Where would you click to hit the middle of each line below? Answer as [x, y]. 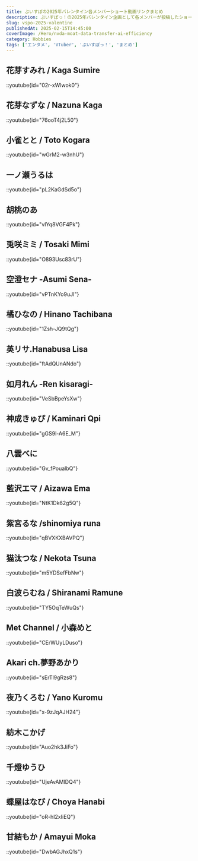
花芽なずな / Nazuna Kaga [54, 105]
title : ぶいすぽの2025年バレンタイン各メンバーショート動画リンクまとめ [85, 12]
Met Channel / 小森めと [49, 628]
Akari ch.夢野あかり [43, 663]
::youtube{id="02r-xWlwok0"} [43, 85]
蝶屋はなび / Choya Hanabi [55, 802]
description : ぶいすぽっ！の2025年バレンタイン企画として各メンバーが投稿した [93, 17]
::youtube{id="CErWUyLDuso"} [44, 642]
